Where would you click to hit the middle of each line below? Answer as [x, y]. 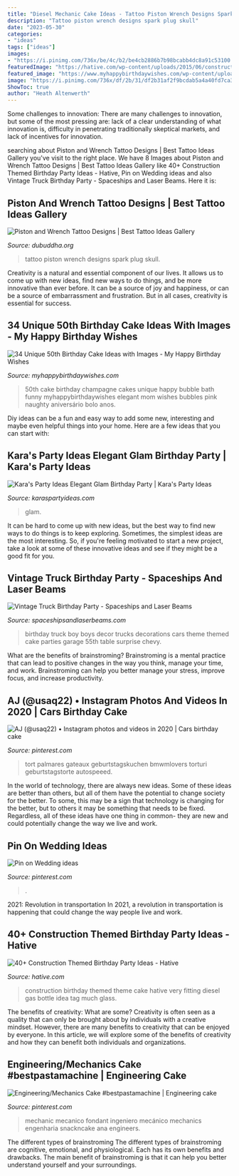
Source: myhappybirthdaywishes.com [63, 375]
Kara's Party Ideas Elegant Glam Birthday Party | [117, 456]
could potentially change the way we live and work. [83, 824]
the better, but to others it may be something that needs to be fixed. [106, 808]
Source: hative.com [36, 976]
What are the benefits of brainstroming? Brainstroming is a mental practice [117, 655]
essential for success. [39, 303]
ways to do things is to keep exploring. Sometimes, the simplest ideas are [115, 533]
